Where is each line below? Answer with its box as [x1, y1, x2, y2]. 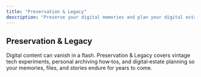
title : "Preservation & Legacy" [6, 8, 87, 15]
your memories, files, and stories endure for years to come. [6, 65, 153, 72]
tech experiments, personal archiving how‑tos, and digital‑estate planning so [6, 58, 195, 65]
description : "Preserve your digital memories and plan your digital [6, 14, 184, 20]
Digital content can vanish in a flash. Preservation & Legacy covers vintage [6, 52, 190, 59]
